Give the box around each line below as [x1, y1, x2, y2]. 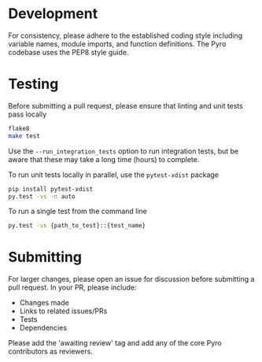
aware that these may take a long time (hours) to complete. [8, 154, 200, 164]
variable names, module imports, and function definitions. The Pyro [8, 39, 227, 48]
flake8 [8, 124, 30, 132]
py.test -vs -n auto [8, 192, 76, 201]
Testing [8, 76, 59, 93]
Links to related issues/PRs [19, 306, 108, 316]
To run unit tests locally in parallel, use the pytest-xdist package [8, 170, 219, 179]
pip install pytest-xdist [8, 185, 93, 193]
